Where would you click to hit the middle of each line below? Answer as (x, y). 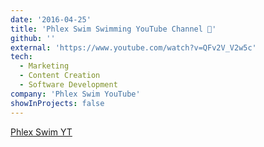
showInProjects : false (57, 103)
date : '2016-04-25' (51, 19)
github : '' (33, 38)
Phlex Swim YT (41, 132)
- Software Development (68, 85)
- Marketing (44, 66)
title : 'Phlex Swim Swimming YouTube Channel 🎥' (113, 29)
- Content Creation (60, 76)
